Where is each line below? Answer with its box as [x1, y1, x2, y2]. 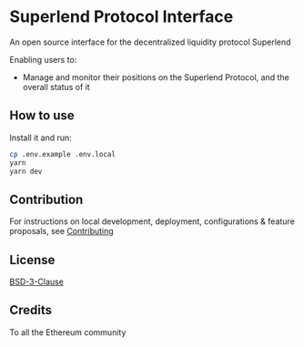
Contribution [9, 191, 84, 207]
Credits [9, 302, 53, 318]
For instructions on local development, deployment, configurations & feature [9, 216, 296, 227]
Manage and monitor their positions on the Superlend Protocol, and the [22, 71, 289, 83]
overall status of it [22, 81, 91, 92]
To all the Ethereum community [9, 326, 127, 338]
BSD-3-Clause [9, 276, 64, 287]
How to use [9, 107, 75, 124]
